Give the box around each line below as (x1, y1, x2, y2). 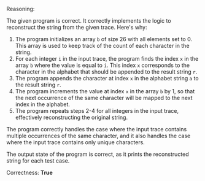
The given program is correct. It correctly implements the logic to (6, 17, 171, 24)
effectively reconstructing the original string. (15, 114, 128, 121)
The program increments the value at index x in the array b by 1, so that (15, 88, 195, 94)
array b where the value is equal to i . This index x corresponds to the (15, 61, 190, 69)
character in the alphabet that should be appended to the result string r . (15, 68, 198, 75)
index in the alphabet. (15, 101, 71, 108)
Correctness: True (6, 169, 53, 176)
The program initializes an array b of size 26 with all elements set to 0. (15, 36, 192, 42)
